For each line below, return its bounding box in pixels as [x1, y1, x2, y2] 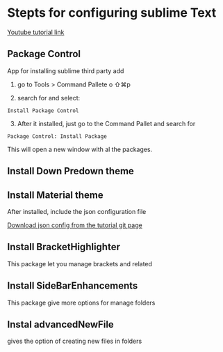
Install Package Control [7, 107, 79, 114]
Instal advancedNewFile [7, 319, 115, 330]
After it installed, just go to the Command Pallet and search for [17, 119, 196, 128]
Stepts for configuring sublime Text [7, 5, 217, 21]
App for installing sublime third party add [7, 66, 124, 75]
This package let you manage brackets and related [7, 259, 153, 268]
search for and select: [17, 93, 81, 102]
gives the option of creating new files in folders [7, 337, 142, 346]
